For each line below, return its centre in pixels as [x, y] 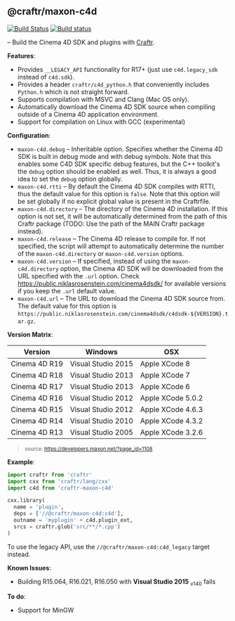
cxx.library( [26, 501]
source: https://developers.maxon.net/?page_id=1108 [88, 449]
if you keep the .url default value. [67, 290]
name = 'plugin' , [39, 507]
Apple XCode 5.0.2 [172, 398]
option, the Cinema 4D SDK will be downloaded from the [142, 268]
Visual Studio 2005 [101, 432]
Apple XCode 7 [165, 375]
